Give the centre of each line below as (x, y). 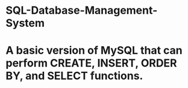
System (25, 23)
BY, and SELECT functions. (74, 76)
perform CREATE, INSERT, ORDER (91, 63)
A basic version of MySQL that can (94, 51)
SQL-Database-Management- (82, 10)
